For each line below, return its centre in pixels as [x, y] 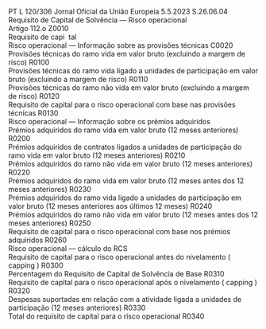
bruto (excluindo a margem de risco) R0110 [78, 79]
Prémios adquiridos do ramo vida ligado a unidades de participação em [125, 198]
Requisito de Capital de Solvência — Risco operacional [98, 20]
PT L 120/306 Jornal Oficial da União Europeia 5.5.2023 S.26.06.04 [118, 12]
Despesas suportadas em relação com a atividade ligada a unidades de [125, 299]
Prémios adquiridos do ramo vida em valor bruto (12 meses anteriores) [123, 130]
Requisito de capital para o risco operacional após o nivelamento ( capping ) [133, 282]
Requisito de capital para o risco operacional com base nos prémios [120, 231]
